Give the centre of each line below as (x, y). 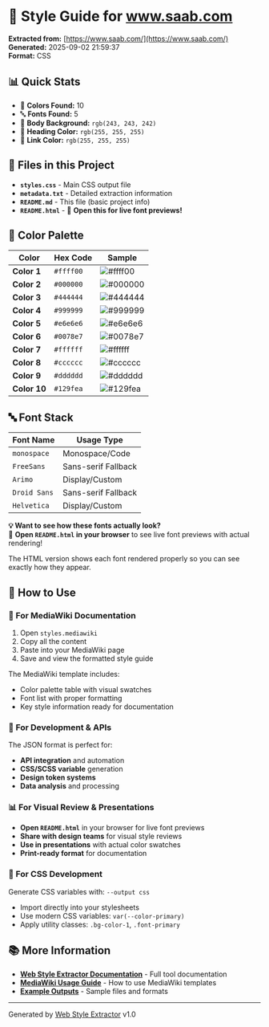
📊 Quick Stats (44, 82)
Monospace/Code (96, 454)
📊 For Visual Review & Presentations (81, 808)
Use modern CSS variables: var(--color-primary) (102, 915)
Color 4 (27, 311)
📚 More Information (60, 951)
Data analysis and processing (70, 786)
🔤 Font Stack (41, 417)
